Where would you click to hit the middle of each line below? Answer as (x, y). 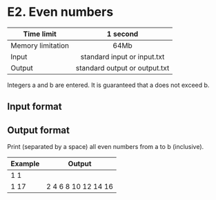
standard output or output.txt (122, 68)
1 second (122, 34)
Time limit (40, 34)
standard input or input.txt (122, 57)
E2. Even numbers (60, 12)
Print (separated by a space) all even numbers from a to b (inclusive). (106, 147)
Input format (35, 107)
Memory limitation (40, 46)
